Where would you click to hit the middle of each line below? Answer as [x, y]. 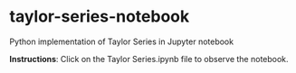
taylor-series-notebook [100, 17]
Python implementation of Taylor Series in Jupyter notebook [121, 41]
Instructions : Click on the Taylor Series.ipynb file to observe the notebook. [149, 59]
